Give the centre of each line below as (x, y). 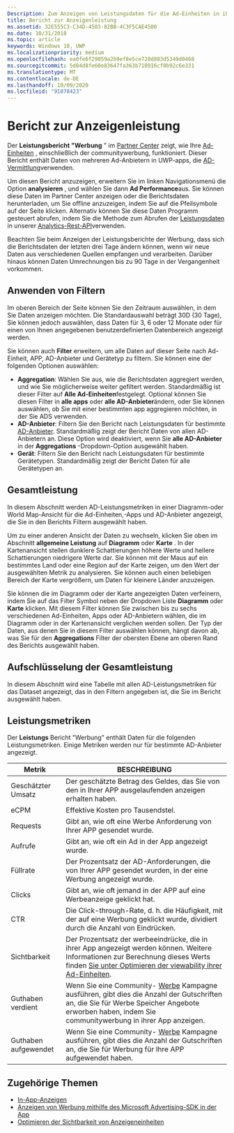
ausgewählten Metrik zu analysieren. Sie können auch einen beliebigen (109, 572)
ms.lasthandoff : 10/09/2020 (48, 85)
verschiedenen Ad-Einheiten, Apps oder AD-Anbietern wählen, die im (107, 616)
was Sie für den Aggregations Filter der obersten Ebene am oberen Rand (112, 638)
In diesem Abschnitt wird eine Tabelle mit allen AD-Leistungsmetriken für (112, 684)
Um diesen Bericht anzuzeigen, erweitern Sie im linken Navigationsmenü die (117, 182)
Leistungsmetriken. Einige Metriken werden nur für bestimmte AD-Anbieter (115, 745)
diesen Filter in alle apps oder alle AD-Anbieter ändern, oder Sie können (121, 401)
